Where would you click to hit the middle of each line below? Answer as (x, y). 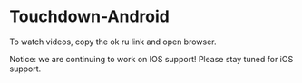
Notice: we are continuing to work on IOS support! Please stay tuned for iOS (151, 59)
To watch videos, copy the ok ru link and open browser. (113, 41)
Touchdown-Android (89, 17)
